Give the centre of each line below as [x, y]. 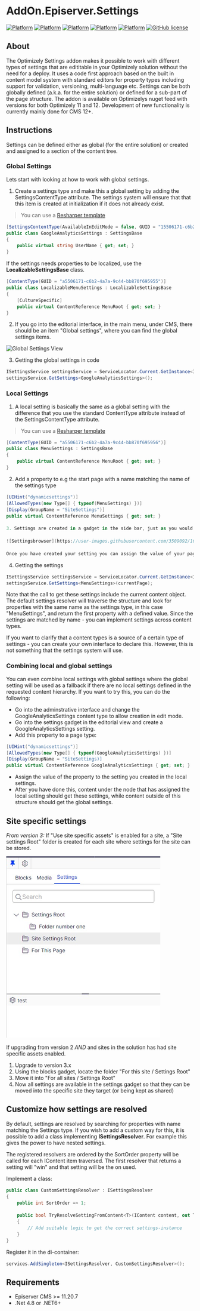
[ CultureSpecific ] [40, 300]
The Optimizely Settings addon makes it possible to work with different [93, 60]
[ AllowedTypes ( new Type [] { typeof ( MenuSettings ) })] [74, 503]
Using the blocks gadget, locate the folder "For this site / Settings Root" [102, 1072]
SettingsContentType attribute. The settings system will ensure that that [103, 197]
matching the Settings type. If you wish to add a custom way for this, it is [95, 1130]
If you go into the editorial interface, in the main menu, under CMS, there [104, 324]
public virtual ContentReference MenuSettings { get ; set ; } [84, 516]
